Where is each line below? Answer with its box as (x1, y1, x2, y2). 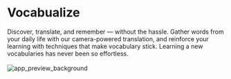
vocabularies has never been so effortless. (7, 49, 129, 58)
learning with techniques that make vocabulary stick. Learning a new (7, 42, 203, 50)
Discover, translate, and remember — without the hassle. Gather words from (7, 27, 224, 36)
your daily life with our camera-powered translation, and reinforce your (7, 34, 210, 43)
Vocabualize (7, 5, 81, 21)
